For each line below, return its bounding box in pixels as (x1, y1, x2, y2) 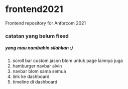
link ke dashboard (12, 73, 50, 79)
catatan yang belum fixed (5, 32, 69, 39)
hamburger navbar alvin (12, 62, 62, 68)
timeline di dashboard (12, 78, 58, 84)
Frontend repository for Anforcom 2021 (5, 20, 86, 26)
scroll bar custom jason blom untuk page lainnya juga (12, 57, 123, 63)
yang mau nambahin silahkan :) (5, 45, 73, 51)
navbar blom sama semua (12, 68, 66, 74)
